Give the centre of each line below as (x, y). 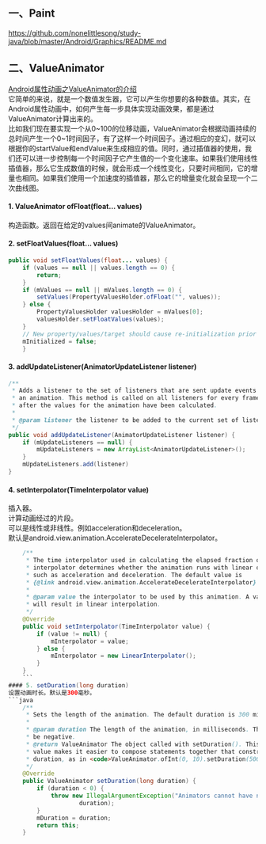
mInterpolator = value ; (89, 641)
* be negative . (51, 737)
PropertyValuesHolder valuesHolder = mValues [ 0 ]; (120, 312)
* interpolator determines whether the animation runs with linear (139, 568)
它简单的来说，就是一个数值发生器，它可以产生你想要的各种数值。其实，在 (129, 99)
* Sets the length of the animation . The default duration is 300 (137, 715)
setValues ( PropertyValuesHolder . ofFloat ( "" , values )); (129, 297)
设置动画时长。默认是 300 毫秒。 (52, 693)
